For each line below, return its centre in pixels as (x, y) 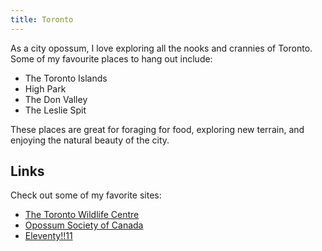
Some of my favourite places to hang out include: (111, 58)
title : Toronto (42, 19)
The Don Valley (56, 99)
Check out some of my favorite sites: (86, 195)
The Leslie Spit (55, 110)
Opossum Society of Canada (84, 225)
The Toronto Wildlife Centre (82, 215)
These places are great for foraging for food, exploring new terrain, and (157, 129)
